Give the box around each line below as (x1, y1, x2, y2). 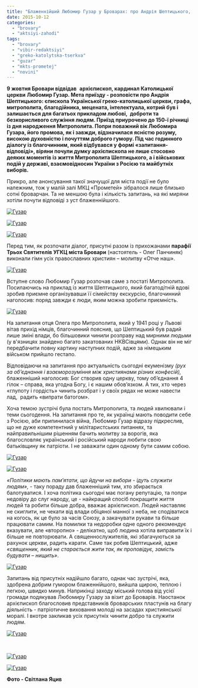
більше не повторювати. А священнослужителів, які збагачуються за (6, 533, 181, 540)
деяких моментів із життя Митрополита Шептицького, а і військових (6, 154, 185, 161)
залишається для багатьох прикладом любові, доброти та (6, 110, 159, 117)
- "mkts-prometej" (12, 63, 58, 70)
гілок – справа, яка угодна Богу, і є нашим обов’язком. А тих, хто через (6, 381, 186, 388)
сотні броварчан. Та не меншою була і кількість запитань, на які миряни (6, 190, 189, 197)
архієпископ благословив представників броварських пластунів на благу (6, 600, 192, 607)
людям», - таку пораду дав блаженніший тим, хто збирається (6, 483, 162, 490)
